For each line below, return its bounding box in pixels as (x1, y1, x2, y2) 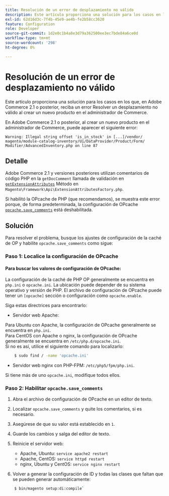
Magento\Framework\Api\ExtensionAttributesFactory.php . (5, 186, 124, 192)
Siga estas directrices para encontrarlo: (5, 303, 87, 309)
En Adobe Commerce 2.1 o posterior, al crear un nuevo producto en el (5, 119, 150, 125)
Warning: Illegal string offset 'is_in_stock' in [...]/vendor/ (5, 134, 143, 139)
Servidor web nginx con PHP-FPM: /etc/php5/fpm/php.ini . (12, 362, 135, 369)
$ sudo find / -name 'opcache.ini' (14, 353, 89, 359)
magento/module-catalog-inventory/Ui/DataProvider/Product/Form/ (5, 138, 145, 144)
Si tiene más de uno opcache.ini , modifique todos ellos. (5, 372, 121, 378)
